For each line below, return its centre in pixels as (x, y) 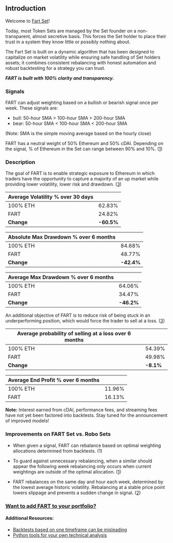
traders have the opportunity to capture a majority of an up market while (82, 179)
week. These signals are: (32, 108)
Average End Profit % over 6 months (54, 380)
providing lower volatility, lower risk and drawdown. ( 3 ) (64, 184)
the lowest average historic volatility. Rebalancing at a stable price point (89, 487)
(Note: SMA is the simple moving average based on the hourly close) (78, 134)
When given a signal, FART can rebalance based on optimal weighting (87, 445)
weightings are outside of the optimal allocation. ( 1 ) (67, 472)
